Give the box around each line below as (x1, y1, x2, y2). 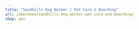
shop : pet (5, 16, 26, 21)
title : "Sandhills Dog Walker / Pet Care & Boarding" (5, 7, 119, 12)
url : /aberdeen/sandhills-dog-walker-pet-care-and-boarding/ (5, 12, 135, 17)
